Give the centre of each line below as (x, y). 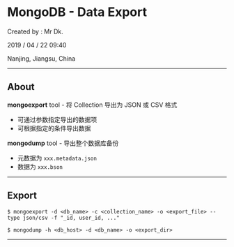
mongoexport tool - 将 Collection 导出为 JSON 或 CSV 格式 (92, 105)
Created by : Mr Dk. (36, 31)
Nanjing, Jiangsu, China (41, 58)
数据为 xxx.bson (40, 166)
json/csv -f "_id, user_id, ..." (71, 218)
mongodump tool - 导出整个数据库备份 (63, 143)
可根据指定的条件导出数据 (54, 128)
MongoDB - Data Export (77, 12)
